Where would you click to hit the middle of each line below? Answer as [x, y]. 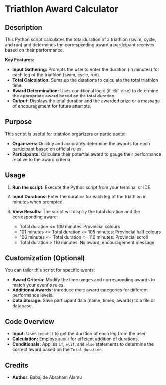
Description [24, 28]
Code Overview [30, 322]
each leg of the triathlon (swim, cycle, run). [56, 75]
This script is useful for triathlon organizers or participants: [65, 134]
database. [23, 306]
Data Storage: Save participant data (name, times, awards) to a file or [83, 301]
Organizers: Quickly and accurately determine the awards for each [81, 143]
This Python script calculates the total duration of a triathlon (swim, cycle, [81, 39]
